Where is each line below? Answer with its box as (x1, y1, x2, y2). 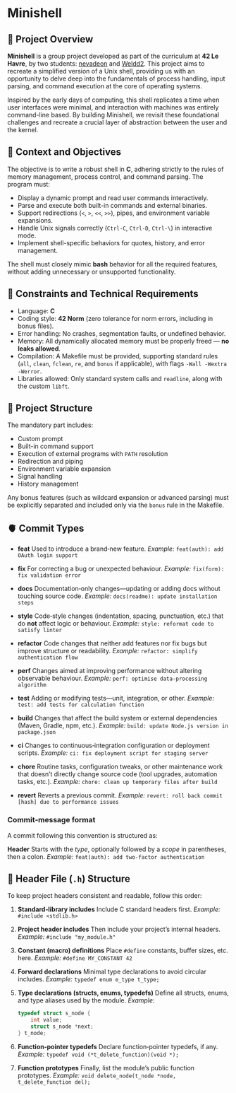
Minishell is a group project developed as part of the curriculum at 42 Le (7, 52, 219, 60)
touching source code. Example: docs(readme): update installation (17, 592, 218, 600)
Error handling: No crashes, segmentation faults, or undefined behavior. (17, 329, 226, 337)
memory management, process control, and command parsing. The (7, 172, 204, 181)
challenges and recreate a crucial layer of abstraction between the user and (7, 118, 228, 127)
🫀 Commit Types (7, 522, 85, 534)
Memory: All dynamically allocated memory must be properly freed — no (17, 337, 230, 345)
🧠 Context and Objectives (7, 146, 122, 158)
